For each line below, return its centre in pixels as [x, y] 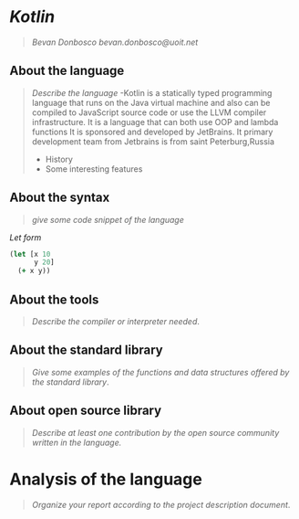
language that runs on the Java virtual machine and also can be [151, 102]
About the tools [54, 299]
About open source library [86, 411]
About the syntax [60, 198]
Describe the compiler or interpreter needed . [116, 321]
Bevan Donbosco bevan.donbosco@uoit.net [115, 42]
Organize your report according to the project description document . [161, 504]
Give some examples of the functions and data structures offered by [160, 372]
